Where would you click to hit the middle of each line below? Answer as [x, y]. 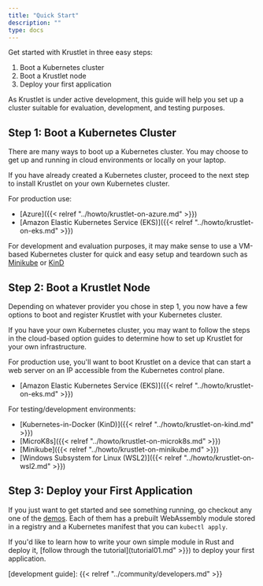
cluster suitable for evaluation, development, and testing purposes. [117, 108]
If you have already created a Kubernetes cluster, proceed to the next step [129, 175]
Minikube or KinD [36, 263]
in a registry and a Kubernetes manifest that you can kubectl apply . [118, 526]
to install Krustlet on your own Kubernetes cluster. [89, 184]
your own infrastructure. [47, 346]
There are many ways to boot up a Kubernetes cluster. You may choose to [128, 152]
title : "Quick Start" [44, 15]
